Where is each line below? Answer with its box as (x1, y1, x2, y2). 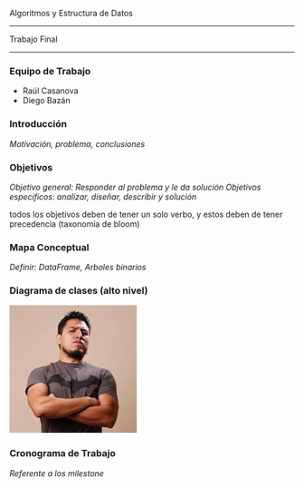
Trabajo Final (9, 34, 58, 44)
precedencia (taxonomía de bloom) (9, 218, 140, 229)
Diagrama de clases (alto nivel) (9, 285, 148, 298)
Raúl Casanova (22, 85, 79, 96)
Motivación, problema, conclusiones (9, 138, 146, 149)
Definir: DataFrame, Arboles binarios (9, 262, 147, 273)
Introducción (9, 118, 68, 131)
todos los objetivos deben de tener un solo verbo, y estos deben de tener (9, 209, 283, 220)
